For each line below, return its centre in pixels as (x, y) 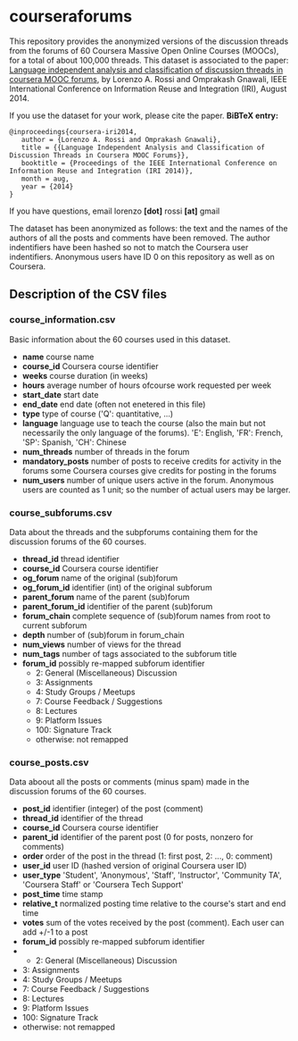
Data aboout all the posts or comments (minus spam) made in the (129, 782)
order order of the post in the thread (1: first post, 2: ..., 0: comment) (148, 856)
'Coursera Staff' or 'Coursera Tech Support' (103, 885)
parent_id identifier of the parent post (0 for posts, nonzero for (137, 837)
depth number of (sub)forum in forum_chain (103, 634)
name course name (58, 357)
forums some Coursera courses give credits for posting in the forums (149, 470)
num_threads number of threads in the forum (106, 451)
